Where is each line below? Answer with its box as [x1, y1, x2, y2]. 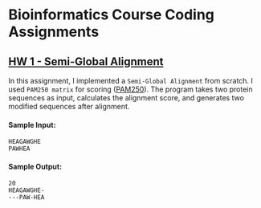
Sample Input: [8, 120, 56, 129]
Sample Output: [8, 161, 63, 171]
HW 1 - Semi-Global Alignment [8, 55, 164, 68]
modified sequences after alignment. [8, 102, 130, 111]
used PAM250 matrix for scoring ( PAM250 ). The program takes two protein [8, 84, 253, 94]
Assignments [8, 22, 100, 41]
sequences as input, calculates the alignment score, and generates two [8, 93, 245, 102]
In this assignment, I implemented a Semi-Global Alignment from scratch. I [8, 76, 253, 85]
